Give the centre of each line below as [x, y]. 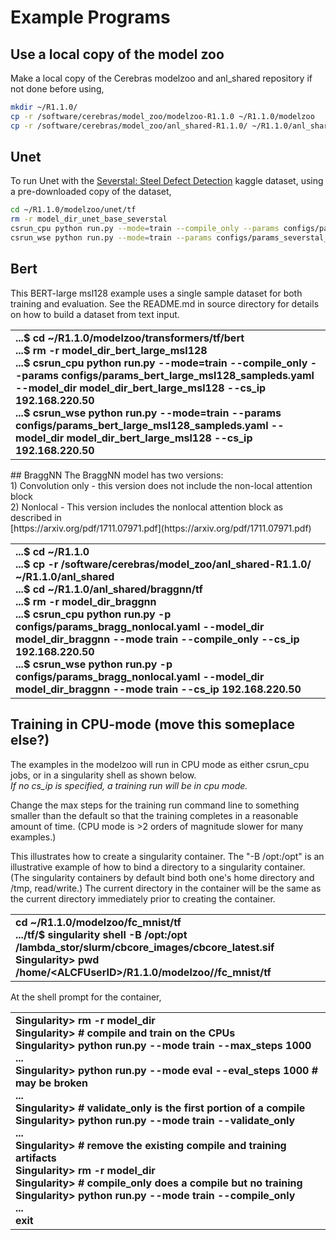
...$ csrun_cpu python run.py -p [93, 614]
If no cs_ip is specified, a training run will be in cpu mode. [129, 785]
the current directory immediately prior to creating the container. [143, 898]
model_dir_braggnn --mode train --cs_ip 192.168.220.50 [158, 689]
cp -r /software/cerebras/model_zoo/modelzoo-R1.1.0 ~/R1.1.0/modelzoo [162, 116]
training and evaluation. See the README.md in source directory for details [165, 303]
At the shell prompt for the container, [86, 997]
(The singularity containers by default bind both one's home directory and [162, 877]
